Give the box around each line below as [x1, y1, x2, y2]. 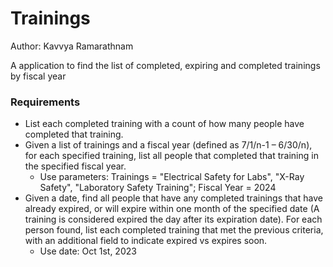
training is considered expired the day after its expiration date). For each [24, 213, 323, 226]
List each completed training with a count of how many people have [24, 118, 305, 130]
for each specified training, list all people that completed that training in [24, 150, 319, 162]
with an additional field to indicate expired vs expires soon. [24, 235, 268, 247]
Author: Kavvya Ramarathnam [10, 40, 134, 52]
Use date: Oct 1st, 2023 [39, 245, 137, 257]
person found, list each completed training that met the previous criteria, [24, 224, 324, 236]
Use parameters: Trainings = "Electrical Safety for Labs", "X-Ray [39, 171, 305, 183]
